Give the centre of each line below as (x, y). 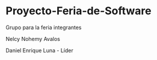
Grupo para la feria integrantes (44, 27)
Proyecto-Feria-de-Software (78, 11)
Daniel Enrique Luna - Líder (39, 50)
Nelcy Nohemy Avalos (33, 39)
